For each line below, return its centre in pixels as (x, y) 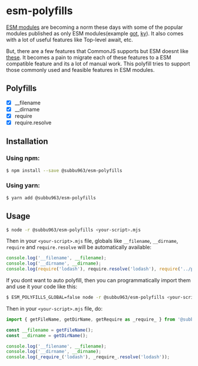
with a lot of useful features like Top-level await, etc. (70, 39)
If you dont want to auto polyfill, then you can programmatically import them (98, 281)
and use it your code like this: (42, 286)
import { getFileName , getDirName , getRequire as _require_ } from (91, 319)
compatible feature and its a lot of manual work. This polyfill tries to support (98, 64)
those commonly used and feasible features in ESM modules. (80, 70)
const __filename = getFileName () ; (50, 330)
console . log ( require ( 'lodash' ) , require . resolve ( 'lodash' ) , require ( (93, 269)
